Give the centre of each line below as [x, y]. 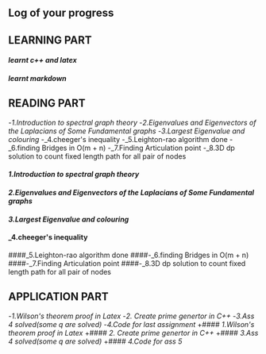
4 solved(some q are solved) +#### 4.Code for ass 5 [95, 341]
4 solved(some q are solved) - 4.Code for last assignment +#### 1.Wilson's [131, 324]
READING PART [47, 104]
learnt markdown [38, 78]
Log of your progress [61, 13]
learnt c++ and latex [42, 60]
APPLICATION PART [58, 297]
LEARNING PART [50, 40]
